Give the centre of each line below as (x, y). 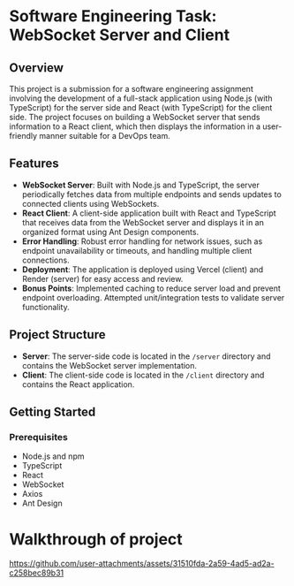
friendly (23, 136)
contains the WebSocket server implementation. (109, 365)
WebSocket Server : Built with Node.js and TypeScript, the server (141, 185)
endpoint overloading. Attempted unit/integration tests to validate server (153, 297)
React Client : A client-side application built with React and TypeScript (149, 213)
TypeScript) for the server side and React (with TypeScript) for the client (141, 107)
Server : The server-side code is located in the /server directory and (146, 356)
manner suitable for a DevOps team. (105, 136)
